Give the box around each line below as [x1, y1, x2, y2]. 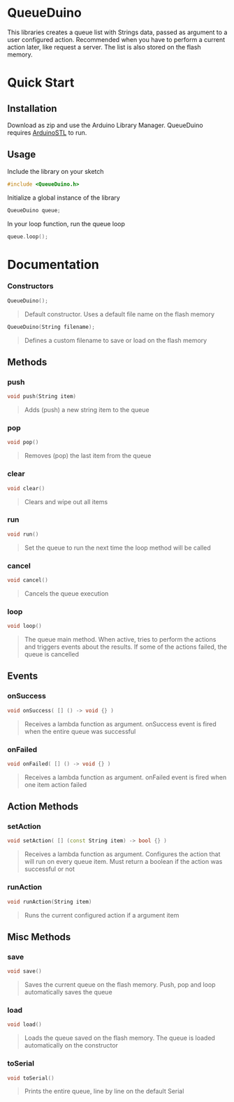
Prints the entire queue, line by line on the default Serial [24, 1087, 184, 1096]
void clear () [7, 485, 45, 492]
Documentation [7, 256, 100, 272]
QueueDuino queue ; [7, 207, 61, 214]
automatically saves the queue [24, 988, 113, 997]
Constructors [7, 281, 54, 291]
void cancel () [7, 576, 49, 584]
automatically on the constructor [24, 1041, 119, 1050]
